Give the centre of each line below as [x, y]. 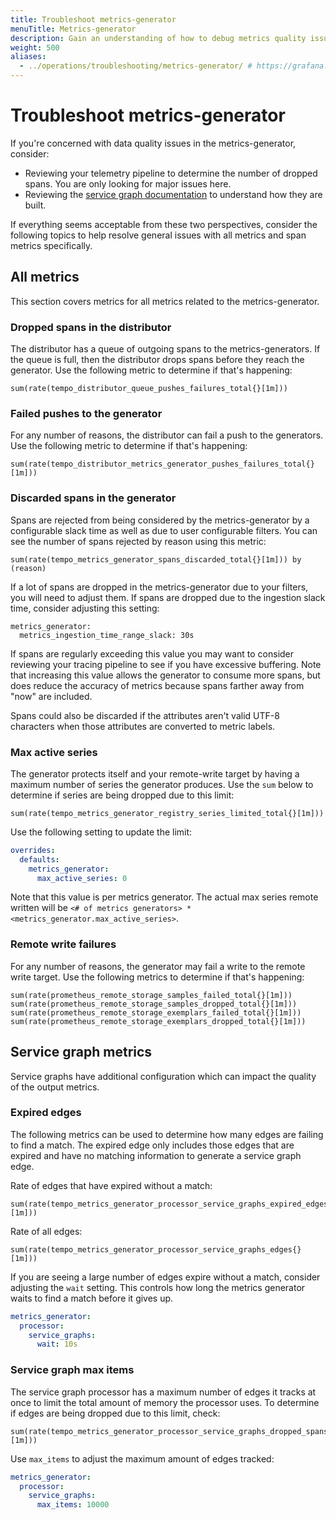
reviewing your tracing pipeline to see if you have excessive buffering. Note [166, 664]
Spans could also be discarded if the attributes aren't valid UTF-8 [145, 715]
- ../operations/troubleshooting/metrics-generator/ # [136, 66]
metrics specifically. [51, 245]
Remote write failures [63, 944]
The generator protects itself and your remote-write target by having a [155, 773]
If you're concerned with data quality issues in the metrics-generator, [153, 143]
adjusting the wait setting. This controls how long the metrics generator [158, 1287]
